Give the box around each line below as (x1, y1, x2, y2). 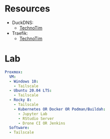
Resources (4, 3, 50, 14)
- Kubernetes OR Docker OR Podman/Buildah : (13, 106, 106, 111)
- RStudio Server (17, 116, 54, 121)
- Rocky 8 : (9, 97, 32, 102)
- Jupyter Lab (17, 111, 48, 116)
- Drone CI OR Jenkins (17, 120, 65, 125)
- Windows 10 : (9, 78, 38, 84)
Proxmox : (4, 69, 23, 74)
